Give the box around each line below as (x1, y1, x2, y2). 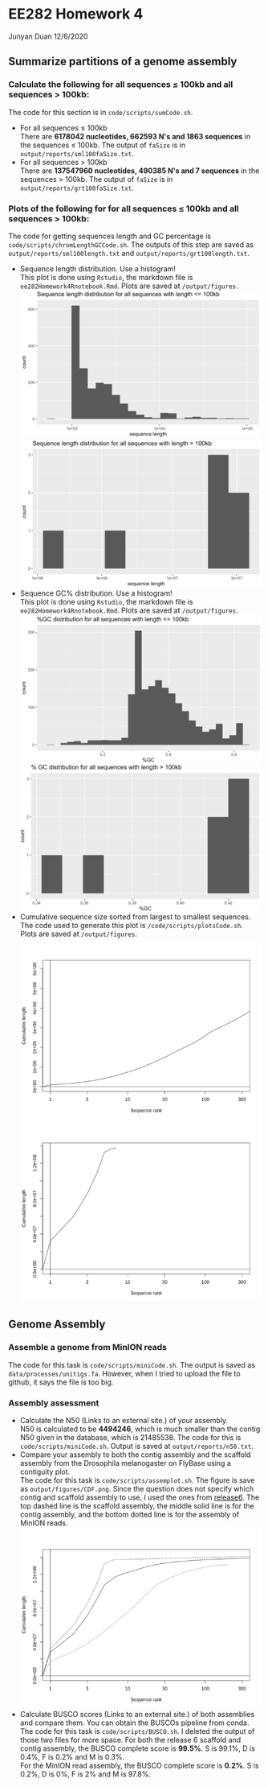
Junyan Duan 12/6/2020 (8, 31, 88, 41)
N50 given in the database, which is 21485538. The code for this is (19, 1432, 242, 1442)
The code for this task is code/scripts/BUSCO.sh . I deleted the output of (19, 1727, 255, 1736)
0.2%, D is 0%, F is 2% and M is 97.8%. (19, 1769, 151, 1779)
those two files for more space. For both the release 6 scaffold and (19, 1735, 242, 1745)
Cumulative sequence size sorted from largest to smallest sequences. (19, 911, 251, 922)
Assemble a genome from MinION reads (8, 1342, 167, 1353)
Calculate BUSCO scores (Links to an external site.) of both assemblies (19, 1710, 255, 1719)
